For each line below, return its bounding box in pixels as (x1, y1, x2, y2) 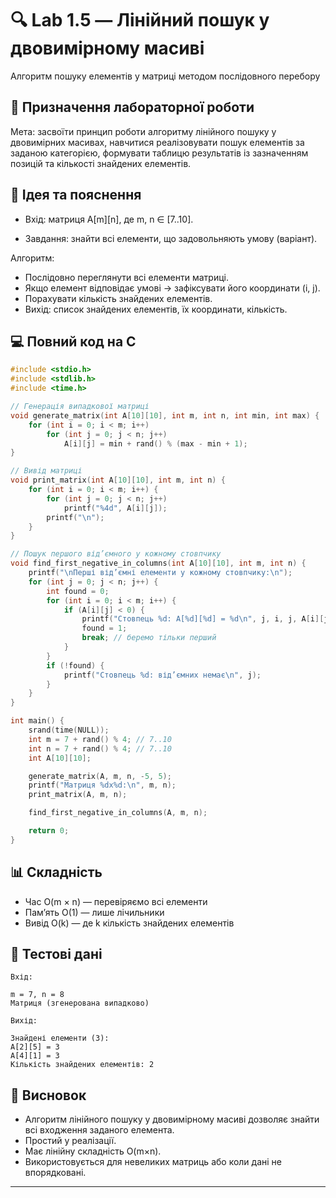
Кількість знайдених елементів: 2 (10, 1060, 155, 1070)
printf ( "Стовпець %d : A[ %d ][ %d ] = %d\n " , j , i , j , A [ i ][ (81, 614, 325, 624)
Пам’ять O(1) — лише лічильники (24, 906, 165, 918)
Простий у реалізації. (24, 1135, 117, 1147)
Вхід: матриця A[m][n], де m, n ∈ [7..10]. (24, 213, 194, 225)
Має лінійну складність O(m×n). (24, 1145, 162, 1157)
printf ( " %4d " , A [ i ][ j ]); (63, 503, 168, 513)
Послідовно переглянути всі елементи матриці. (24, 271, 229, 283)
